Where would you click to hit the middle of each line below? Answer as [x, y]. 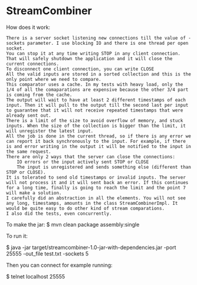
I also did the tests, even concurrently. [59, 214]
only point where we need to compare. [54, 79]
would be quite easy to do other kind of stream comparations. [86, 208]
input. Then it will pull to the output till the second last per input [97, 105]
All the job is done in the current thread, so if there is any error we [99, 136]
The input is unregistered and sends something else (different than [104, 167]
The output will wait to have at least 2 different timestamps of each [96, 100]
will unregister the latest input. [50, 131]
